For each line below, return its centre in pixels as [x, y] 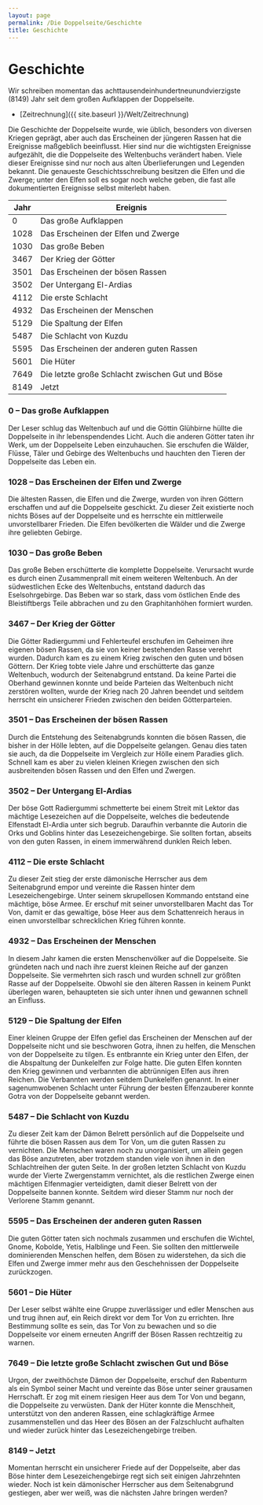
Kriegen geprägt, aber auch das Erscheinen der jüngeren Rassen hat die [125, 138]
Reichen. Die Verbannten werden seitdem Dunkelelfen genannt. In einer [124, 1079]
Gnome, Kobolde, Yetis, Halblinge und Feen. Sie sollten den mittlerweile [124, 1246]
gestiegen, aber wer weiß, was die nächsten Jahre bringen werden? [118, 1493]
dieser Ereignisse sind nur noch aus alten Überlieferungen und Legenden [126, 163]
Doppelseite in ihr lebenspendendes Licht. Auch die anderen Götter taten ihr [131, 436]
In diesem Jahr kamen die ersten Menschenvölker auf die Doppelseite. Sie [128, 958]
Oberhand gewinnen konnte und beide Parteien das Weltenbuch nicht [121, 682]
